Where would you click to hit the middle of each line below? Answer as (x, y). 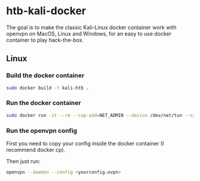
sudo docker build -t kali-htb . (48, 88)
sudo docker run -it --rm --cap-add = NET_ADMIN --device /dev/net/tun (94, 115)
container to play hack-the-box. (45, 40)
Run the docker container (44, 103)
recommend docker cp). (36, 150)
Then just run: (23, 161)
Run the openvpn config (42, 131)
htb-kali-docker (46, 11)
